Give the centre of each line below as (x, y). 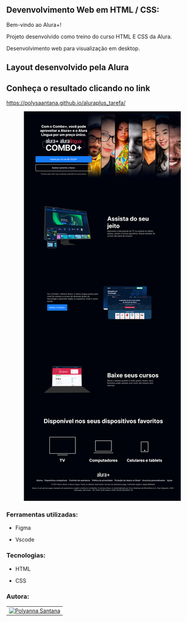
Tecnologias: (26, 556)
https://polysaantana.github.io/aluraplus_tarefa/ (66, 103)
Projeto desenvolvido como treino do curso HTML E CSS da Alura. (89, 37)
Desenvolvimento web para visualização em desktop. (73, 48)
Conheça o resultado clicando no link (78, 88)
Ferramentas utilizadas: (42, 514)
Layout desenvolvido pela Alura (68, 67)
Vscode (25, 540)
